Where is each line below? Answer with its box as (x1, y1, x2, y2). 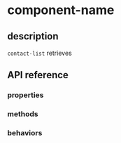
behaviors (7, 128, 43, 138)
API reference (7, 69, 69, 81)
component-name (7, 2, 115, 18)
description (7, 30, 59, 42)
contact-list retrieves (7, 49, 72, 57)
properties (7, 90, 44, 100)
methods (7, 109, 38, 119)
